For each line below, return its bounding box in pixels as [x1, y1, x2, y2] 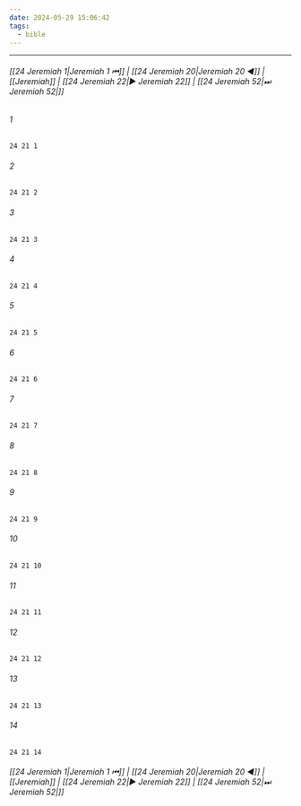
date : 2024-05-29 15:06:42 [9, 13, 110, 22]
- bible [17, 30, 47, 39]
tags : [9, 22, 30, 30]
